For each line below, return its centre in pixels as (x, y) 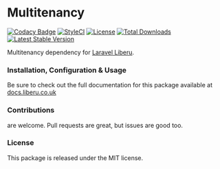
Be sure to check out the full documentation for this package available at (110, 85)
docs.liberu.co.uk (32, 92)
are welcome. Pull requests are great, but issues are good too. (95, 125)
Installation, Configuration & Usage (67, 70)
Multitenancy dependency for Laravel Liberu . (71, 52)
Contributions (31, 110)
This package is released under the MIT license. (75, 158)
